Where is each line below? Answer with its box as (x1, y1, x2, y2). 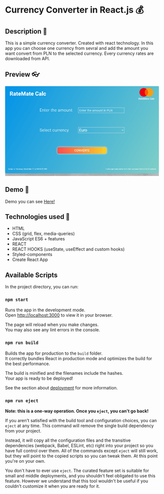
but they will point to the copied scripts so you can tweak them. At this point (5, 453, 158, 459)
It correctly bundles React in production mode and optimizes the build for (5, 355, 152, 361)
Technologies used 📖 (5, 213, 70, 221)
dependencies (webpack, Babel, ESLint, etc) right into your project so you (5, 443, 154, 449)
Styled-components (12, 252, 53, 258)
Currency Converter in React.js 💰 (5, 4, 144, 16)
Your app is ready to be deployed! (5, 375, 73, 381)
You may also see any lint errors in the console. (5, 327, 100, 333)
